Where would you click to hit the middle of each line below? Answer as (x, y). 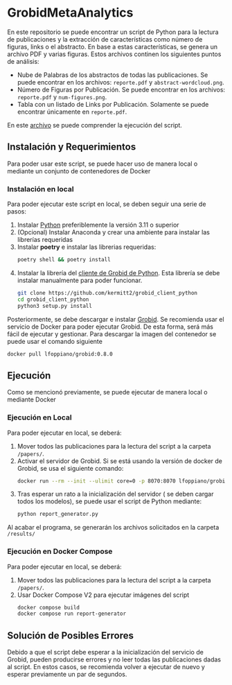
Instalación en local (41, 189)
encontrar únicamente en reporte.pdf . (72, 112)
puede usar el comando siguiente (55, 341)
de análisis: (23, 61)
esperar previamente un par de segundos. (67, 675)
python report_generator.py (57, 514)
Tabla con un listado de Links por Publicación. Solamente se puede (113, 104)
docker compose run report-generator (72, 614)
